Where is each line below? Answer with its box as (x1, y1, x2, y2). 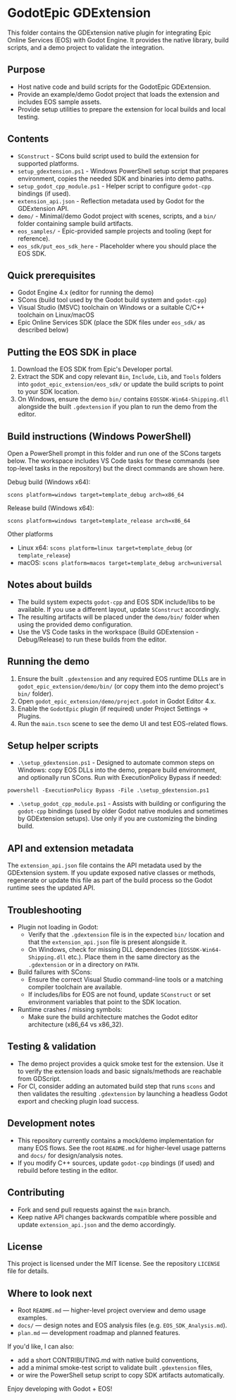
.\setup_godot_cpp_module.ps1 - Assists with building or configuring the (17, 799, 226, 808)
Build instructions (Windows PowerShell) (7, 430, 192, 442)
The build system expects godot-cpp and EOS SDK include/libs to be (17, 598, 216, 606)
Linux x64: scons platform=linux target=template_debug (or (17, 543, 192, 552)
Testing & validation (7, 1041, 97, 1053)
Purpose (7, 64, 46, 76)
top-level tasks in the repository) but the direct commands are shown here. (7, 464, 225, 472)
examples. (17, 1314, 48, 1322)
